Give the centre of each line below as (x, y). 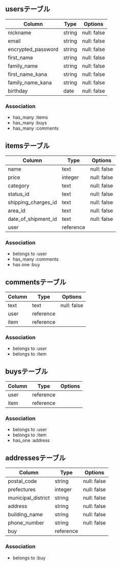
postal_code (22, 481)
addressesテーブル (36, 458)
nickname (20, 32)
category (19, 185)
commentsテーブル (36, 282)
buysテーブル (27, 371)
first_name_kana (27, 74)
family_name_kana (30, 82)
